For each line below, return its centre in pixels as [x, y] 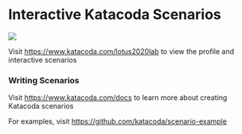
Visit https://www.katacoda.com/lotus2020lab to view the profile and [121, 51]
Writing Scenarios [44, 80]
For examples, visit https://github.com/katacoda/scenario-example [117, 121]
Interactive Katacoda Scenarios [115, 15]
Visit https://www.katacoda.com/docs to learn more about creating [118, 98]
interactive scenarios [43, 59]
